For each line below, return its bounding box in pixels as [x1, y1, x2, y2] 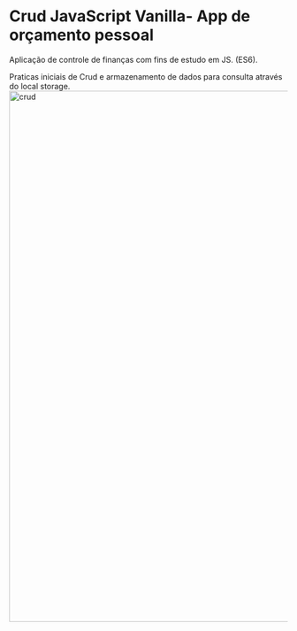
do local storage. [9, 81, 71, 91]
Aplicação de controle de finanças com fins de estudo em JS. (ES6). [9, 54, 258, 65]
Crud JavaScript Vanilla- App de [9, 6, 251, 27]
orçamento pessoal [9, 25, 155, 45]
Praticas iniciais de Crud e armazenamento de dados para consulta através [9, 71, 283, 81]
